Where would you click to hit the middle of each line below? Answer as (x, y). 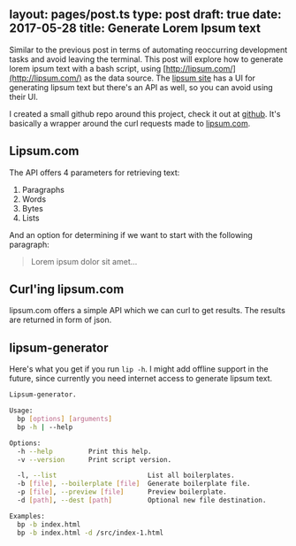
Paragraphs (43, 189)
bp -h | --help (45, 427)
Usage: (21, 411)
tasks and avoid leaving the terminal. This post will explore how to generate (146, 59)
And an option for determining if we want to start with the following (131, 235)
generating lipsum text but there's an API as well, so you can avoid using (141, 87)
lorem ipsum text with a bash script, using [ (87, 68)
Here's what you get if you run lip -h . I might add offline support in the (139, 369)
